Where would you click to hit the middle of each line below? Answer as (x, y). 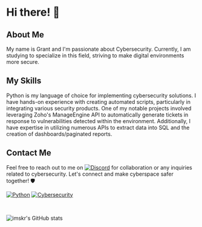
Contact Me (29, 153)
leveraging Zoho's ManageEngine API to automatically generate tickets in (97, 115)
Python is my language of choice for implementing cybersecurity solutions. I (101, 95)
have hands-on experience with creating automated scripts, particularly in (98, 101)
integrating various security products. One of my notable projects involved (99, 108)
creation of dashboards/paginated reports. (59, 134)
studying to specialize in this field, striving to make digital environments (95, 56)
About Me (25, 35)
